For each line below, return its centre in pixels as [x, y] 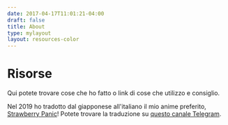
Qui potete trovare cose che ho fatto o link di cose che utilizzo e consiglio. [114, 93]
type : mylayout [29, 33]
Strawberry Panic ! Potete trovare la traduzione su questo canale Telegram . [114, 114]
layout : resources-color [43, 40]
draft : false [26, 20]
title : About [26, 26]
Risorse [30, 74]
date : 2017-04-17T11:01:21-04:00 [56, 14]
